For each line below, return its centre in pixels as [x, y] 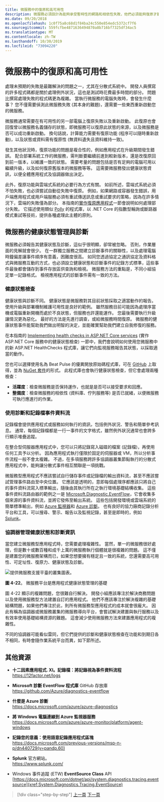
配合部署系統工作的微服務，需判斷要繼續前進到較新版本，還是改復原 [83, 156]
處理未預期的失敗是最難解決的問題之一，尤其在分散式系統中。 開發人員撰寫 [81, 86]
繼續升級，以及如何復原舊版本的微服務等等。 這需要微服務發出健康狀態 [76, 168]
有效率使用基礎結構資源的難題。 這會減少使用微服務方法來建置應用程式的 [78, 618]
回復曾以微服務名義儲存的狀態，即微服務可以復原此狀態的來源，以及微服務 [80, 127]
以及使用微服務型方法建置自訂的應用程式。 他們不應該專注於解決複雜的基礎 [81, 600]
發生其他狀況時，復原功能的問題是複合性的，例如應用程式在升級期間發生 [78, 150]
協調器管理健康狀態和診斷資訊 [40, 532]
